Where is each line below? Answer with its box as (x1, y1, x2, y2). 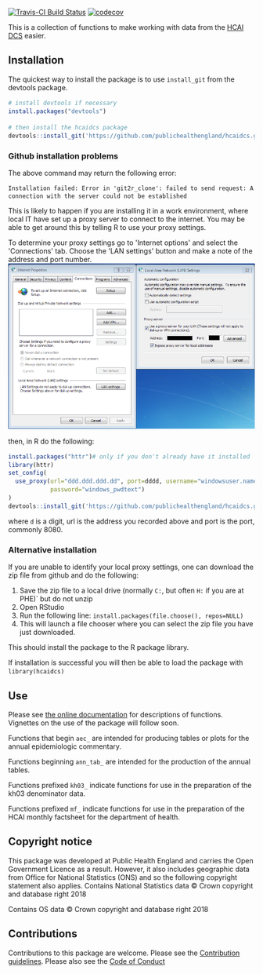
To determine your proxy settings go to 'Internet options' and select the (8, 238, 239, 247)
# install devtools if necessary (8, 99, 117, 107)
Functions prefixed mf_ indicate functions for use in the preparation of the (8, 804, 245, 813)
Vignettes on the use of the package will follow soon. (8, 718, 179, 728)
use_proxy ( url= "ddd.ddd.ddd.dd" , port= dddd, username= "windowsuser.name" (15, 477, 261, 486)
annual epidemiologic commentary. (8, 742, 122, 751)
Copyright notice (8, 835, 92, 848)
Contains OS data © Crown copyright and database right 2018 (8, 904, 209, 914)
